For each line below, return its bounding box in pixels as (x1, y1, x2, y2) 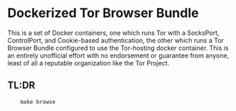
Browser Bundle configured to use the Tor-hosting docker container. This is (7, 43, 229, 52)
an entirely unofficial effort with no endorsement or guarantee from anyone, (7, 51, 230, 60)
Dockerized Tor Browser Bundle (7, 5, 199, 21)
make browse (20, 98, 56, 105)
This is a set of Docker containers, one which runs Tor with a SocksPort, (7, 28, 220, 37)
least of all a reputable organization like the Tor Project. (7, 58, 170, 67)
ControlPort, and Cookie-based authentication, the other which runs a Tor (7, 36, 225, 44)
